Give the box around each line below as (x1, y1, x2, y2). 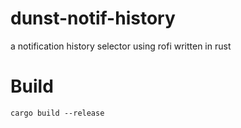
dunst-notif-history (10, 7, 176, 30)
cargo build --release (10, 108, 105, 118)
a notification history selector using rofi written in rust (10, 40, 232, 52)
